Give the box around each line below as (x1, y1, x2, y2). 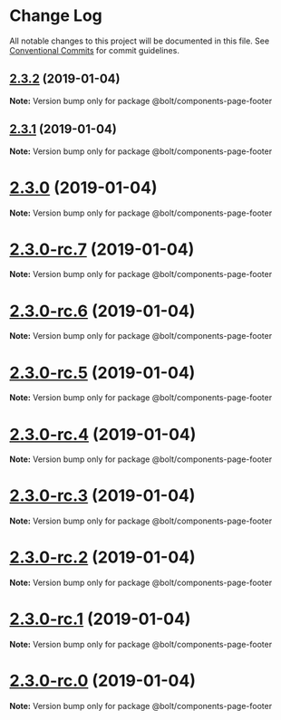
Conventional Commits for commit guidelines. (9, 44, 179, 55)
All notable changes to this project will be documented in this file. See (9, 35, 270, 46)
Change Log (9, 5, 102, 26)
